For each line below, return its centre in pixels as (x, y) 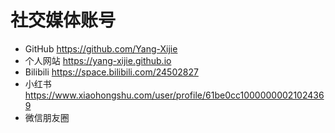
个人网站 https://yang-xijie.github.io (98, 60)
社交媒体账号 (63, 20)
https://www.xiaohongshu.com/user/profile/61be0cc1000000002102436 (174, 95)
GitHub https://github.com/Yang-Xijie (101, 48)
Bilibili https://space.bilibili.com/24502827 (111, 72)
